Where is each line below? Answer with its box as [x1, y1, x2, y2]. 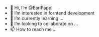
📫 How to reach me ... [10, 26, 57, 32]
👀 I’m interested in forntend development [10, 10, 94, 16]
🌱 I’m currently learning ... [10, 15, 64, 21]
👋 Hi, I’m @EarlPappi [10, 5, 53, 10]
